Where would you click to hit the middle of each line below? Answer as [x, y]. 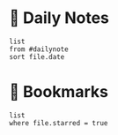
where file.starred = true [59, 123]
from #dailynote [39, 49]
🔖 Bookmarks [59, 92]
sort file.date [37, 56]
